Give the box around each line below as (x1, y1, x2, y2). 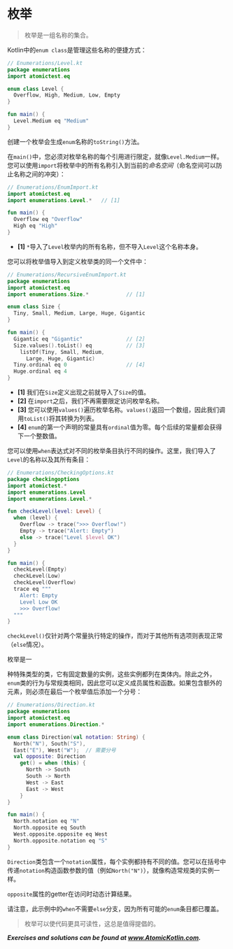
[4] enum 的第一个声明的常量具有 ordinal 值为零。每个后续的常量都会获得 (17, 423, 223, 431)
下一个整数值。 (17, 431, 61, 441)
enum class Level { (7, 85, 64, 92)
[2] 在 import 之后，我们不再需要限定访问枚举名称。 (17, 397, 164, 406)
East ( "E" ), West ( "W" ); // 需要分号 (13, 746, 117, 754)
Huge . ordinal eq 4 (13, 368, 68, 375)
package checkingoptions (7, 476, 80, 483)
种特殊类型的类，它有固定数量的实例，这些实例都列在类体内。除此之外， (7, 670, 216, 678)
